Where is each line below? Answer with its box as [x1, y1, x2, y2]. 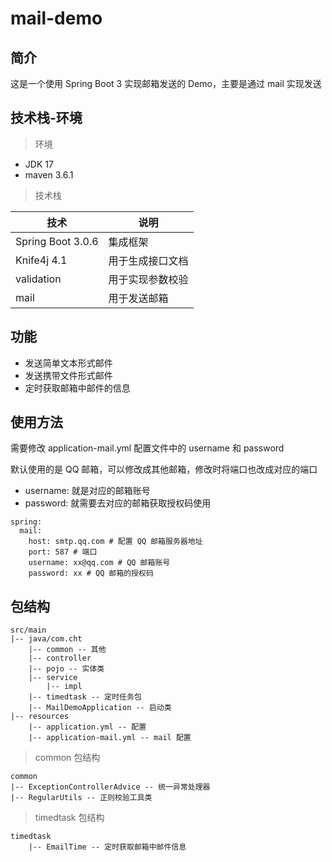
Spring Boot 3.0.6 [15, 234, 99, 248]
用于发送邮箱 [108, 291, 169, 305]
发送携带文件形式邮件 [24, 369, 113, 381]
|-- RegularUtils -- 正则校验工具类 [10, 793, 153, 803]
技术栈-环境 [10, 110, 83, 127]
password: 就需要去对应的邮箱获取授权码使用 [24, 497, 212, 509]
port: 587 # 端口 [28, 547, 98, 557]
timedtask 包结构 [34, 812, 105, 824]
